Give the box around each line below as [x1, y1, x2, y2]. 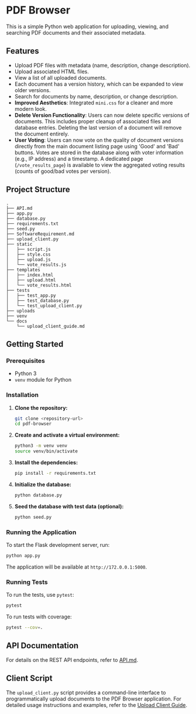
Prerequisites [6, 356, 45, 365]
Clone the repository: [14, 404, 68, 411]
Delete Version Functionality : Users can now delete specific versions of [14, 111, 190, 118]
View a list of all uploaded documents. [14, 74, 107, 81]
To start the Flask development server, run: [6, 541, 110, 548]
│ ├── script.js [6, 246, 51, 252]
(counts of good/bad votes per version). [14, 168, 111, 175]
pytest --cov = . [6, 625, 43, 631]
